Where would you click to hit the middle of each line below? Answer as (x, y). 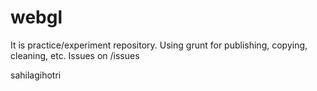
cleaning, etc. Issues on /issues (75, 55)
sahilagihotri (36, 75)
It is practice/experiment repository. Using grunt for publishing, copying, (159, 45)
